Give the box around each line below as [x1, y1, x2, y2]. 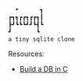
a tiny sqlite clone [8, 35, 76, 43]
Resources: [8, 50, 45, 59]
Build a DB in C [19, 64, 68, 74]
